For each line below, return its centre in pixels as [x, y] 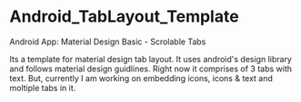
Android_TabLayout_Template [124, 17]
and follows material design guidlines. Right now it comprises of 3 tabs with [151, 69]
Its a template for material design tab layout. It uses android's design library [151, 59]
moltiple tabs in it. [43, 88]
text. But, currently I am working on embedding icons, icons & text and [141, 78]
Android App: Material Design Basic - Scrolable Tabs [108, 42]
